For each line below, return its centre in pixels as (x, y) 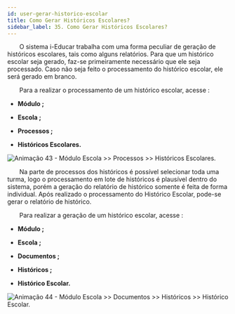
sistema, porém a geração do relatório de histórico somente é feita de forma (117, 187)
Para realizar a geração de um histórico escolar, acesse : (101, 216)
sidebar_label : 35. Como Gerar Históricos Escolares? (88, 27)
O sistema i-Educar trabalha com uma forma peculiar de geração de (117, 47)
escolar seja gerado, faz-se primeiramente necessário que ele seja (104, 62)
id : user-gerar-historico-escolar (58, 14)
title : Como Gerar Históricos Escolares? (69, 20)
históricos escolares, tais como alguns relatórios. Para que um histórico (110, 54)
